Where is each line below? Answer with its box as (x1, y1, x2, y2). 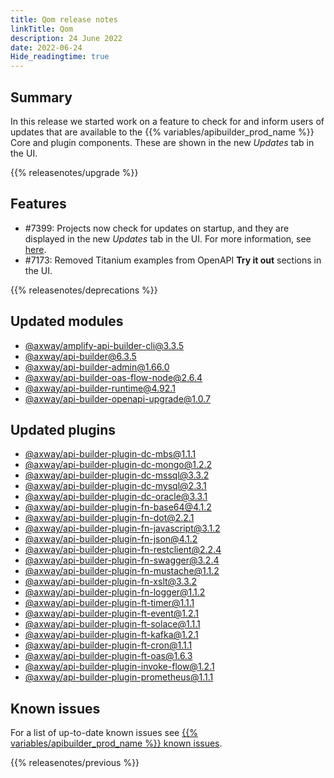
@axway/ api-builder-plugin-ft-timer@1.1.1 (24, 597, 195, 609)
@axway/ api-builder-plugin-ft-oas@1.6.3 (24, 650, 193, 662)
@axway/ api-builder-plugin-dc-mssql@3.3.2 (24, 469, 210, 481)
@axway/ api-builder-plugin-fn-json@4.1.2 (24, 533, 198, 545)
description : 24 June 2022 (10, 33, 123, 43)
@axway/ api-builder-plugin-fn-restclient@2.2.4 (24, 544, 222, 556)
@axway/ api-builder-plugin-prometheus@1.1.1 (24, 671, 214, 683)
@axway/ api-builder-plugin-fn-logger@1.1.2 (24, 586, 206, 598)
